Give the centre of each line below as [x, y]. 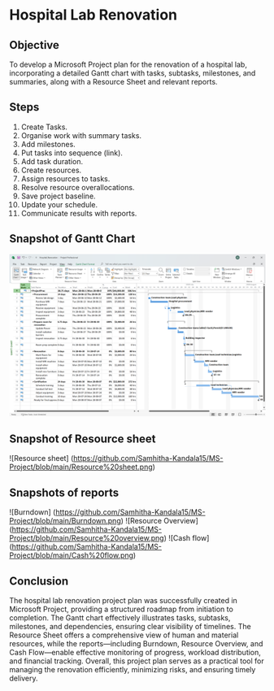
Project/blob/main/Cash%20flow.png [71, 555]
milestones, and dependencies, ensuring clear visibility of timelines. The [130, 626]
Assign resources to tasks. [65, 178]
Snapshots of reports [64, 492]
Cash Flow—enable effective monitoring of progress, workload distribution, [135, 652]
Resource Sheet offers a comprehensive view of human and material [124, 635]
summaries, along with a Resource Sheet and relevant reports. [113, 82]
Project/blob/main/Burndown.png [65, 521]
